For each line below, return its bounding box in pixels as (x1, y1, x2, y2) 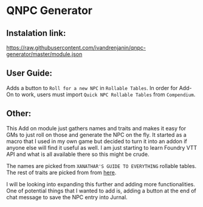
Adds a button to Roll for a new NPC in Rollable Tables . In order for (6, 84, 178, 91)
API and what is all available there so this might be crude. (6, 150, 150, 158)
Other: (6, 108, 32, 119)
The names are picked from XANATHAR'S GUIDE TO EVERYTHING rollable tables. (6, 162, 197, 169)
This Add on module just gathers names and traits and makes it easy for (6, 124, 187, 132)
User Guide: (6, 68, 53, 79)
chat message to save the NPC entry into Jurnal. (6, 193, 128, 201)
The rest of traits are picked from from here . (6, 169, 117, 176)
